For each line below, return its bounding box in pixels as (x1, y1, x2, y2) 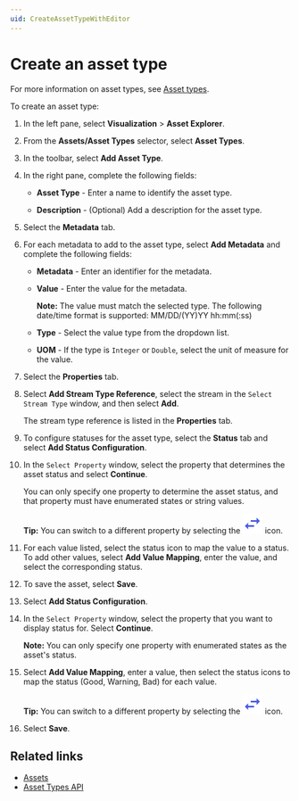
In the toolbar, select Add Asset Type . (22, 153, 163, 163)
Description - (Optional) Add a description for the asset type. (36, 204, 262, 215)
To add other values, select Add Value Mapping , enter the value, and (22, 551, 278, 562)
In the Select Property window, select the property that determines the (22, 459, 286, 470)
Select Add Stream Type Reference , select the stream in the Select (22, 388, 273, 399)
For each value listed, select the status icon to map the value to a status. (22, 542, 289, 553)
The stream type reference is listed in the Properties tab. (22, 415, 233, 425)
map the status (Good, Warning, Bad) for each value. (22, 676, 218, 687)
